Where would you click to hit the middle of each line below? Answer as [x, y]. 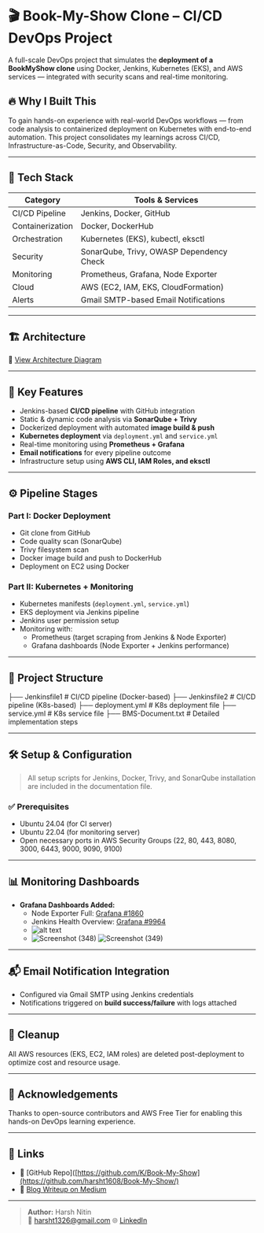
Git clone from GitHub [55, 532]
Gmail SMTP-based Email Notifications [153, 299]
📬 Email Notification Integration [89, 971]
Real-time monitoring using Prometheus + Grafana [102, 444]
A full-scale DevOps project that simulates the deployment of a [111, 60]
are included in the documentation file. [90, 786]
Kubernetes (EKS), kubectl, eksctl [143, 239]
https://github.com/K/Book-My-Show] [139, 1173]
